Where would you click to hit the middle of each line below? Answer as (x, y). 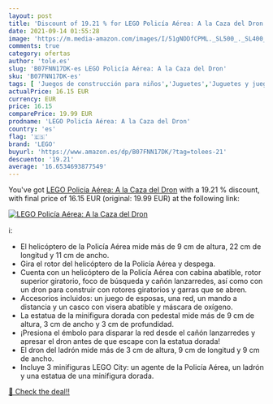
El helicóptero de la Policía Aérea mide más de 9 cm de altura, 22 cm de (141, 247)
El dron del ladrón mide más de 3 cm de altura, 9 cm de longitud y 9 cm (140, 350)
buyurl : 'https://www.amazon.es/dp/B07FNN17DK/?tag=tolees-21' (118, 152)
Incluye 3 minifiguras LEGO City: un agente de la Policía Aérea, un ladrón (142, 367)
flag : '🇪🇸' (28, 136)
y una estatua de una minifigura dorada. (87, 376)
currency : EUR (32, 99)
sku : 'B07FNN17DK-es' (45, 76)
